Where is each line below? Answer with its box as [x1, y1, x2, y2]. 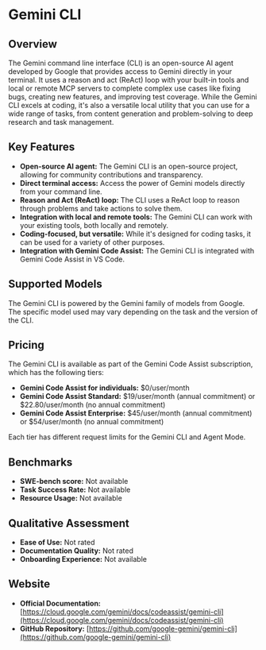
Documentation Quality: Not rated [19, 546, 133, 555]
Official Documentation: [19, 598, 102, 608]
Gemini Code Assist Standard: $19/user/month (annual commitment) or [19, 392, 256, 401]
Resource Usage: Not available [19, 493, 123, 503]
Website [8, 578, 50, 591]
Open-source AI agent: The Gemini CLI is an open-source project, [19, 161, 238, 171]
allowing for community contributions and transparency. [19, 169, 204, 180]
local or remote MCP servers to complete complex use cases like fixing [8, 83, 241, 93]
